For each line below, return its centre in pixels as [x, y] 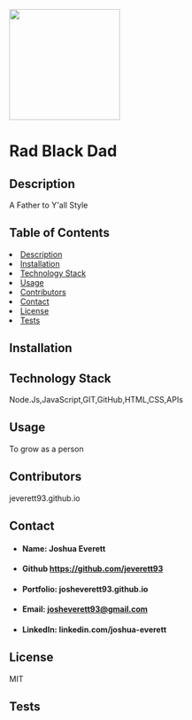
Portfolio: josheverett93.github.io [85, 589]
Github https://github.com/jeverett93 [92, 569]
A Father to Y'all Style [49, 205]
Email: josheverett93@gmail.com [85, 609]
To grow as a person [46, 449]
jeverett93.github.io [45, 498]
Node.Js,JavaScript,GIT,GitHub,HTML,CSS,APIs [96, 400]
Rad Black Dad [63, 151]
